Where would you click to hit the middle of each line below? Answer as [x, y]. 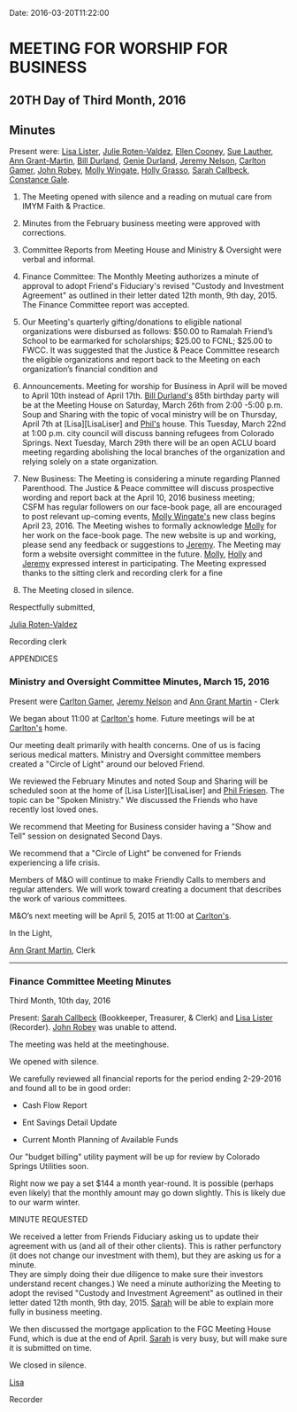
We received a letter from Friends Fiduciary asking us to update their [134, 1236]
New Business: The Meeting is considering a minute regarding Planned [151, 479]
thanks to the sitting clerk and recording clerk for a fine [122, 573]
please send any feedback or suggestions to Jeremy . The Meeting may [151, 545]
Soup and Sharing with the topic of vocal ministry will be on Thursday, [149, 415]
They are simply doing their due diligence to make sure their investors [136, 1274]
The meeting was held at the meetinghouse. [89, 1044]
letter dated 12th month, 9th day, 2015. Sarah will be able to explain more [141, 1302]
